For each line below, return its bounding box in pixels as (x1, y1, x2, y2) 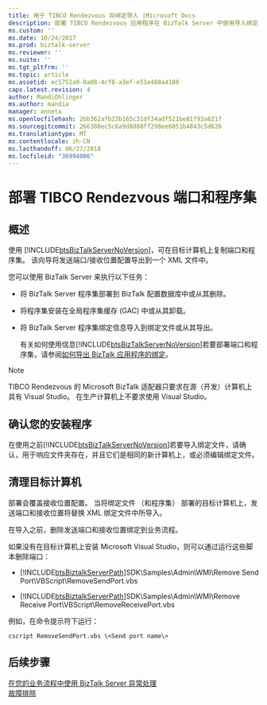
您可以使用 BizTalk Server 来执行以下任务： (8, 272, 150, 282)
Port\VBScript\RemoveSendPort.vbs (19, 575, 138, 585)
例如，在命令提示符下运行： (8, 616, 99, 626)
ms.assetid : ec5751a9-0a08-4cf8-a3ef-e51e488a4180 (8, 78, 180, 86)
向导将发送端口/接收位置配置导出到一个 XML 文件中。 (37, 255, 213, 265)
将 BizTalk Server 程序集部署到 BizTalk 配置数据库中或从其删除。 (19, 289, 230, 299)
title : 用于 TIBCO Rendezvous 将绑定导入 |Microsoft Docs (8, 11, 196, 20)
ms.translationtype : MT (8, 130, 87, 138)
